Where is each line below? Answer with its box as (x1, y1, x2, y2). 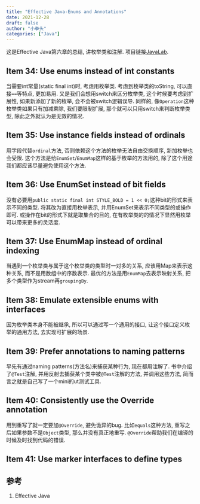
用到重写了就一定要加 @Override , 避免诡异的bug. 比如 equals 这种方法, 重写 (6, 421, 185, 429)
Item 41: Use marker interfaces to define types (6, 454, 183, 464)
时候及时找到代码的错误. (6, 436, 66, 444)
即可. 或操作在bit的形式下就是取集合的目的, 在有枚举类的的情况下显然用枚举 (6, 211, 191, 218)
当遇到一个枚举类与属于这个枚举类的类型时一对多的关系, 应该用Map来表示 (6, 262, 188, 269)
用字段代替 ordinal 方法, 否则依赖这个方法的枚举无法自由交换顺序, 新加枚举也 (6, 147, 193, 154)
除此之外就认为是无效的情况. (14, 112, 85, 120)
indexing (6, 245, 40, 256)
